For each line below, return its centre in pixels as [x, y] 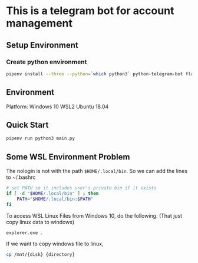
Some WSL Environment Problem [68, 157]
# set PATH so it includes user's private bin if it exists [82, 188]
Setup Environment [42, 45]
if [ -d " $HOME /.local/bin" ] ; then [52, 193]
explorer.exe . [25, 233]
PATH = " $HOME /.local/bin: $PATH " [55, 199]
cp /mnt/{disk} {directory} [41, 255]
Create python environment [47, 62]
